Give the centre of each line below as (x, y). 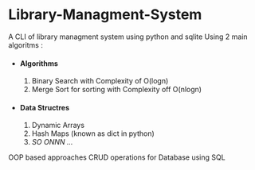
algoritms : (26, 44)
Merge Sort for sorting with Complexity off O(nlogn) (116, 90)
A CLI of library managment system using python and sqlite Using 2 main (128, 37)
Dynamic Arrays (58, 126)
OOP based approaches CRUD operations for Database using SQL (117, 157)
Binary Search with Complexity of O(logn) (100, 81)
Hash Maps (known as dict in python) (93, 133)
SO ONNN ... (52, 142)
